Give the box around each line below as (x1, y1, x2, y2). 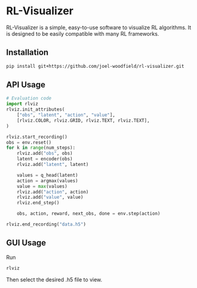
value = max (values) (17, 183, 68, 189)
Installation (6, 48, 49, 58)
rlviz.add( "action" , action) (17, 189, 89, 195)
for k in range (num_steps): (6, 145, 76, 151)
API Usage (6, 80, 46, 90)
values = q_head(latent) (17, 172, 78, 178)
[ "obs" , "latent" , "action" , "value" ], (17, 112, 116, 118)
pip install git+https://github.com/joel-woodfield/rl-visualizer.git (6, 63, 185, 69)
